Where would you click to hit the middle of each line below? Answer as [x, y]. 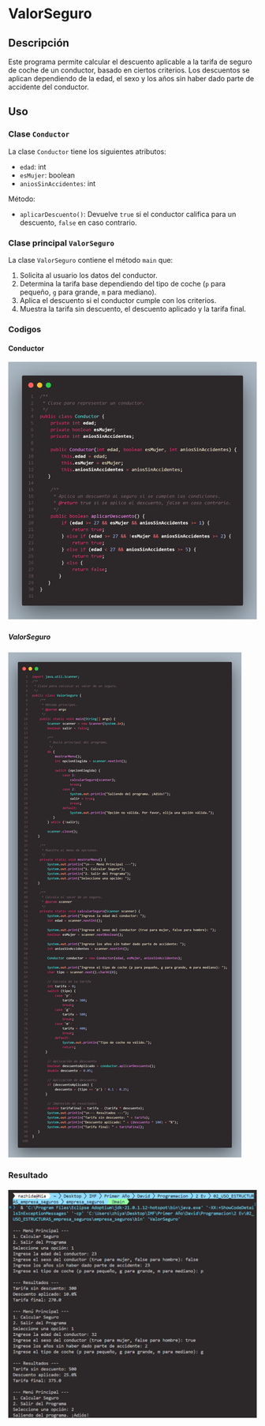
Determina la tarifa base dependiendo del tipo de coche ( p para [123, 283]
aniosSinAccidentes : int [58, 183]
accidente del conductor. [49, 87]
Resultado [28, 1175]
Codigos [25, 329]
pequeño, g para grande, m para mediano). [88, 292]
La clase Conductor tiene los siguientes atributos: [88, 152]
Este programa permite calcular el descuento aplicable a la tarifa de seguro [130, 62]
